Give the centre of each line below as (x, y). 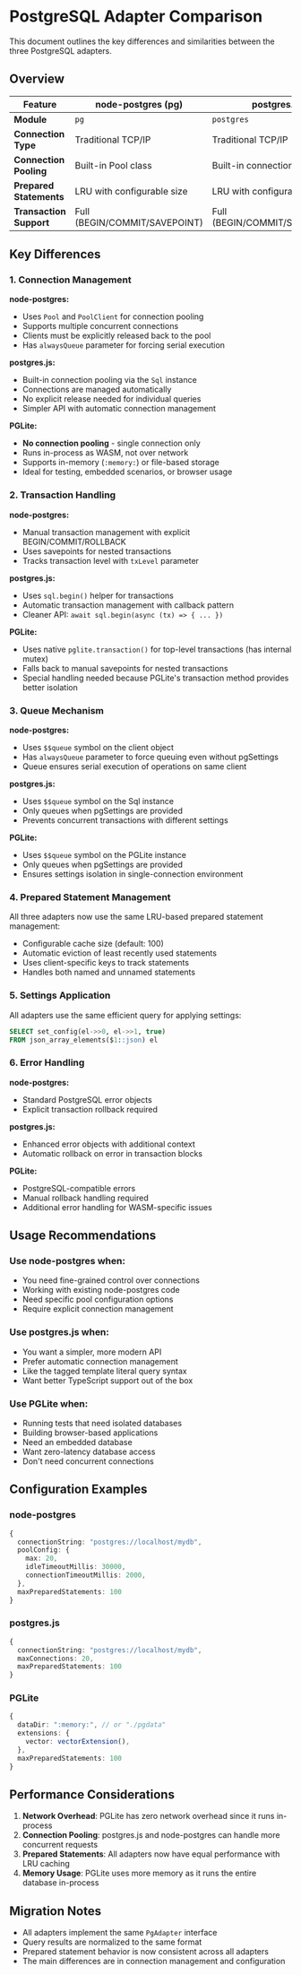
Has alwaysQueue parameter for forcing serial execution (124, 345)
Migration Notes (55, 1911)
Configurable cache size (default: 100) (93, 944)
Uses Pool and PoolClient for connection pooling (113, 316)
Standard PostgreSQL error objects (87, 1099)
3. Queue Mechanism (57, 710)
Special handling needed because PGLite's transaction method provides (155, 678)
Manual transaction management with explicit (106, 532)
